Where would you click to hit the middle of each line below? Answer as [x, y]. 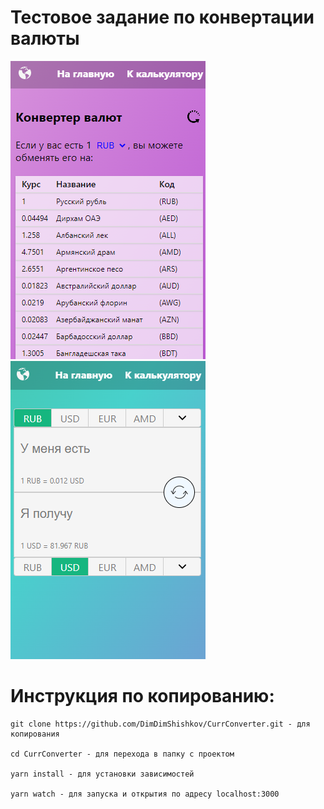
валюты [45, 38]
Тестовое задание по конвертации [162, 17]
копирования [35, 734]
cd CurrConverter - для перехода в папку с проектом [122, 754]
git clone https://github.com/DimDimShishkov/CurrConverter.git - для [160, 724]
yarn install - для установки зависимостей [102, 774]
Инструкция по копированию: [142, 696]
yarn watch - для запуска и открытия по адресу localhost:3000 [145, 794]
